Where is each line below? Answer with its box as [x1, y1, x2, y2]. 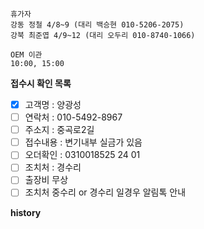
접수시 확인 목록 [10, 78, 72, 89]
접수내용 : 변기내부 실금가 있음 [24, 136, 143, 148]
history [10, 206, 42, 218]
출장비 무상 [24, 174, 69, 186]
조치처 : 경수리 [24, 161, 82, 173]
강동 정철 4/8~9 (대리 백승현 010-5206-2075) [10, 20, 185, 30]
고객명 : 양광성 [24, 99, 82, 110]
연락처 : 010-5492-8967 [24, 111, 123, 123]
